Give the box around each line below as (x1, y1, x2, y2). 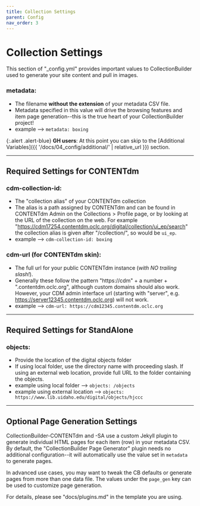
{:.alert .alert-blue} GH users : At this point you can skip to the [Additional (6, 137, 185, 144)
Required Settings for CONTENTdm (6, 166, 139, 176)
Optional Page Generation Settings (6, 416, 137, 427)
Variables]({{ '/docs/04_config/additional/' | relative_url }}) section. (6, 143, 170, 150)
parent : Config (6, 14, 44, 20)
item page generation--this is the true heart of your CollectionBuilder (14, 113, 184, 120)
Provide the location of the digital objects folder (14, 356, 132, 364)
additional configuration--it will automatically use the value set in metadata (6, 451, 188, 458)
